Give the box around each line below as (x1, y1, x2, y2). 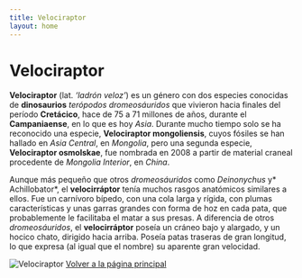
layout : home (9, 22, 59, 31)
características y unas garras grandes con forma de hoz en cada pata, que (9, 203, 288, 214)
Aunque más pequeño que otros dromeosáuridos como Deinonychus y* (9, 175, 277, 185)
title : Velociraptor (9, 13, 87, 22)
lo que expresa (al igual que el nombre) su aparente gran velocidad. (9, 241, 261, 252)
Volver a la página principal (66, 258, 167, 270)
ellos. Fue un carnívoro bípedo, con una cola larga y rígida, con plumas (9, 193, 273, 204)
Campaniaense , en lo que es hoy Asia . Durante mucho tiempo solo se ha (9, 119, 281, 130)
